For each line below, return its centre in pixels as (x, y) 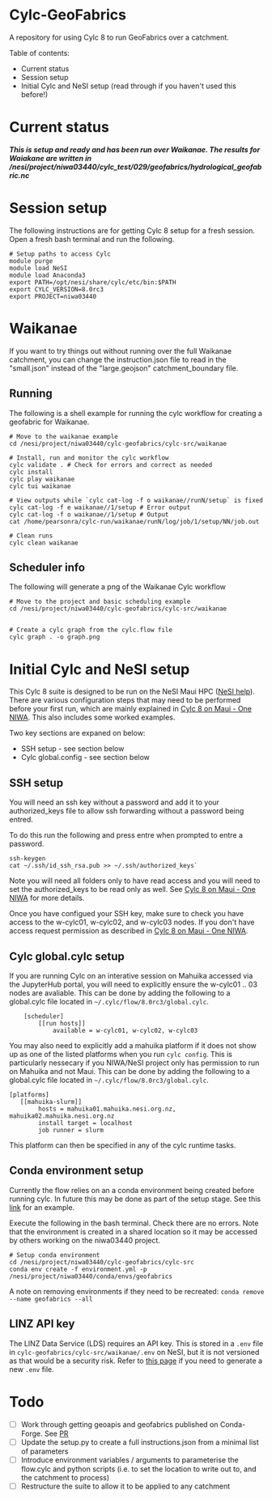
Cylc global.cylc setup (67, 956)
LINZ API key (42, 1324)
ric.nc (19, 175)
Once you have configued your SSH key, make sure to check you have (127, 914)
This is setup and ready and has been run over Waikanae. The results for (135, 149)
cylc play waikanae (42, 479)
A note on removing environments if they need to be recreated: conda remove (137, 1291)
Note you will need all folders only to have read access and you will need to (135, 881)
